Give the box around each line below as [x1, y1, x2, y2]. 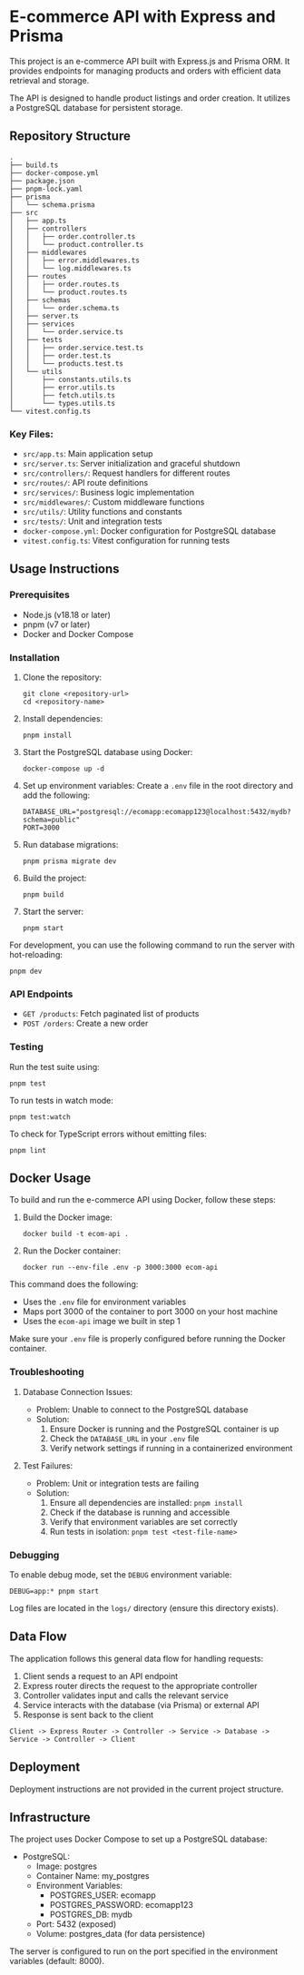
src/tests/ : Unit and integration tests [22, 516, 162, 527]
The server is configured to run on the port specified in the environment [9, 1946, 279, 1957]
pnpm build [22, 890, 64, 899]
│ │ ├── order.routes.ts [9, 280, 120, 289]
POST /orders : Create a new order [22, 1018, 149, 1029]
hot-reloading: [9, 949, 64, 960]
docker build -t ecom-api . [22, 1230, 129, 1239]
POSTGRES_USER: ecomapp [49, 1890, 156, 1901]
